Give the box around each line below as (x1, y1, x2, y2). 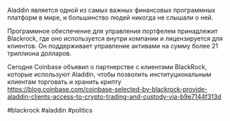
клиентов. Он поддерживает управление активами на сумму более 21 (7, 42, 219, 50)
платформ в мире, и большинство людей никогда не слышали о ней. (7, 13, 214, 22)
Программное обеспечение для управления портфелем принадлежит (7, 27, 218, 35)
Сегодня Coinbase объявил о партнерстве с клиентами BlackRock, (7, 63, 208, 71)
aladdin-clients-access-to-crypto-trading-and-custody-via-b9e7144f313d (7, 92, 222, 101)
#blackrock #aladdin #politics (7, 106, 93, 114)
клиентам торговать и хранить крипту (7, 78, 121, 86)
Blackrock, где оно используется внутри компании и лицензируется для (7, 34, 223, 43)
